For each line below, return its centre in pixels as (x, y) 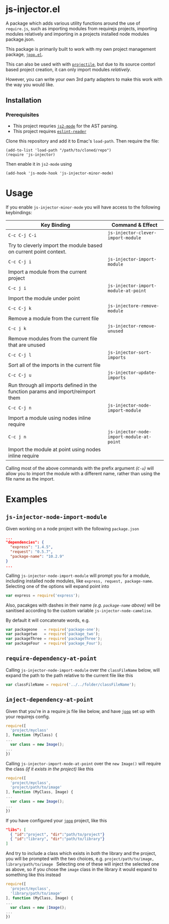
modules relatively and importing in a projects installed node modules (77, 34)
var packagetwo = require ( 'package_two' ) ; (53, 634)
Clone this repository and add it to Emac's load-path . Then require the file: (82, 141)
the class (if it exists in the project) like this (50, 769)
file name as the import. (30, 479)
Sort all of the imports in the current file (54, 365)
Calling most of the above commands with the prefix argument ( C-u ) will (80, 468)
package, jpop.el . (25, 54)
